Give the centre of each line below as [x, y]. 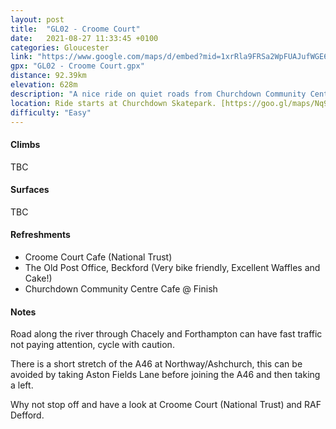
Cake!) [38, 278]
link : [21, 57]
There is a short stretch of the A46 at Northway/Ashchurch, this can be [156, 364]
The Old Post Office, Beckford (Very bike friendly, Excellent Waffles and [172, 267]
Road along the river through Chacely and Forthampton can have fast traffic [166, 334]
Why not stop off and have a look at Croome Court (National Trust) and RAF [166, 405]
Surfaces [30, 190]
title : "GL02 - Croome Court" [75, 29]
